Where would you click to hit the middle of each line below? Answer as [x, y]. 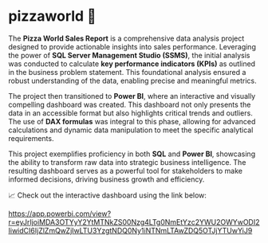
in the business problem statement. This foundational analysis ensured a [127, 72]
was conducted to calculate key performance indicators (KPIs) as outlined [132, 64]
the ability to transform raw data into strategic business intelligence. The [127, 162]
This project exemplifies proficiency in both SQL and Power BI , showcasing [132, 154]
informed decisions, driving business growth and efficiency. [106, 179]
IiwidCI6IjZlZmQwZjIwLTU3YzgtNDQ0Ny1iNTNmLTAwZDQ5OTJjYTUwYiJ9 [130, 230]
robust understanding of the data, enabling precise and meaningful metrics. [132, 80]
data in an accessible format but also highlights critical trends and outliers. [130, 113]
